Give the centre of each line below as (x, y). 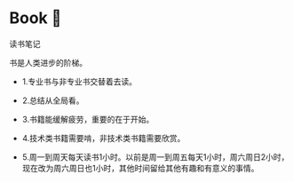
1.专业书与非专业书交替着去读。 (79, 81)
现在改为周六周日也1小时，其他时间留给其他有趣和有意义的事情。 (140, 168)
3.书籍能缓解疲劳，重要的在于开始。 (88, 119)
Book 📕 (36, 18)
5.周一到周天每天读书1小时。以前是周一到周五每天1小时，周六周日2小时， (155, 157)
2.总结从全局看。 (53, 100)
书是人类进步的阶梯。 (48, 62)
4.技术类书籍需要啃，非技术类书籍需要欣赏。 (103, 138)
